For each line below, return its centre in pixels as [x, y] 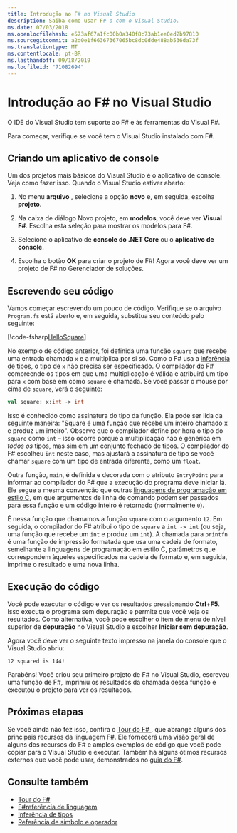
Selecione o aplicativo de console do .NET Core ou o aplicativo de [116, 240]
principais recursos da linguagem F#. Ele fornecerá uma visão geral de [111, 737]
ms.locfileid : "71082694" [46, 67]
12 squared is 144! [36, 661]
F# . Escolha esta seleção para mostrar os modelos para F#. [105, 226]
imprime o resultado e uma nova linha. [63, 565]
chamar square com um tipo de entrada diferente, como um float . [104, 461]
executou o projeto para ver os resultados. [70, 690]
